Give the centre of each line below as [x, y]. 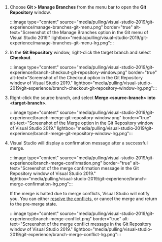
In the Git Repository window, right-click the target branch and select [80, 52]
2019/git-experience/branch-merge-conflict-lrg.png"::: [65, 234]
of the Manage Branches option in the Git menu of [97, 32]
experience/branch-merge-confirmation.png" [56, 163]
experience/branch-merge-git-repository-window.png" [65, 118]
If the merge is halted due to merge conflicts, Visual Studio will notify [80, 193]
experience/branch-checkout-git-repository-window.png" [68, 72]
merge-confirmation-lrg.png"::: [41, 184]
